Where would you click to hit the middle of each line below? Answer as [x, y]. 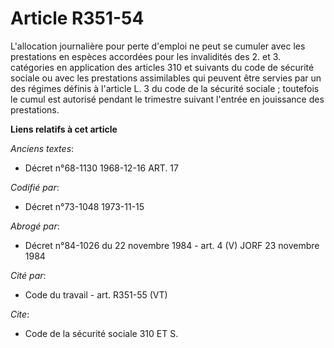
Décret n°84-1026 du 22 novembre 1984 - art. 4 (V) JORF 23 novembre [172, 245]
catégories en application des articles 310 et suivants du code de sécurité [162, 67]
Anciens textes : [42, 148]
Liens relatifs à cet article [64, 129]
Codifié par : [35, 187]
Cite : [20, 314]
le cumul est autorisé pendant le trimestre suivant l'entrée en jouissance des [167, 99]
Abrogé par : [35, 226]
